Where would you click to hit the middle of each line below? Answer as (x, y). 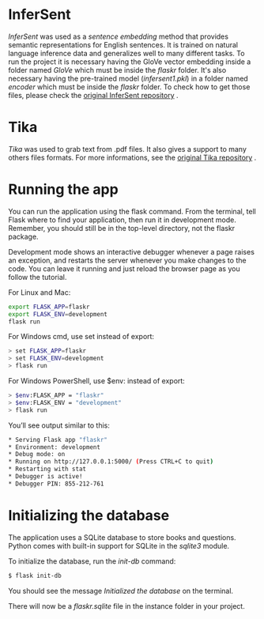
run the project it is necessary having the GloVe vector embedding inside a (130, 62)
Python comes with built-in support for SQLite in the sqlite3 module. (119, 545)
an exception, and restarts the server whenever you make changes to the (127, 260)
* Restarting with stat (47, 469)
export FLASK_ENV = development (58, 314)
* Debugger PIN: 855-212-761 (56, 484)
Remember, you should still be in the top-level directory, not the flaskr (122, 228)
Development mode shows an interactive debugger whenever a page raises (132, 251)
